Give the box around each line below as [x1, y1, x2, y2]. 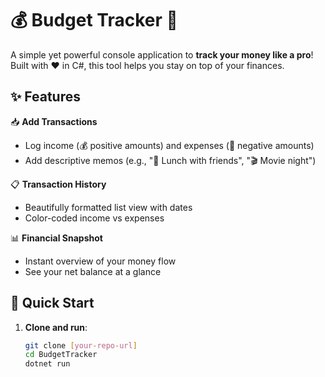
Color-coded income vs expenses [24, 212, 165, 224]
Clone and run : [24, 321, 88, 333]
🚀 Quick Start [10, 295, 95, 312]
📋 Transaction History [10, 178, 107, 190]
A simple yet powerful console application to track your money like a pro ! [10, 48, 314, 61]
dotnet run [24, 359, 71, 369]
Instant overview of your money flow [24, 255, 177, 267]
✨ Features [10, 88, 81, 106]
